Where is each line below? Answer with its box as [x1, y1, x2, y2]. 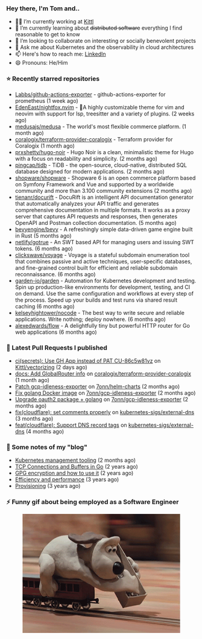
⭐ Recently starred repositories [6, 74, 100, 83]
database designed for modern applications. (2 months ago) [14, 167, 165, 175]
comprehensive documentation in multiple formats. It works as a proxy [14, 206, 191, 213]
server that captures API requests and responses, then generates [14, 213, 178, 220]
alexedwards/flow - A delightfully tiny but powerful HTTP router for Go [14, 322, 190, 329]
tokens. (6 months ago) [14, 245, 74, 252]
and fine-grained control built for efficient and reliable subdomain [14, 264, 178, 271]
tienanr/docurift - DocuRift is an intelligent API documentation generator [14, 193, 194, 201]
